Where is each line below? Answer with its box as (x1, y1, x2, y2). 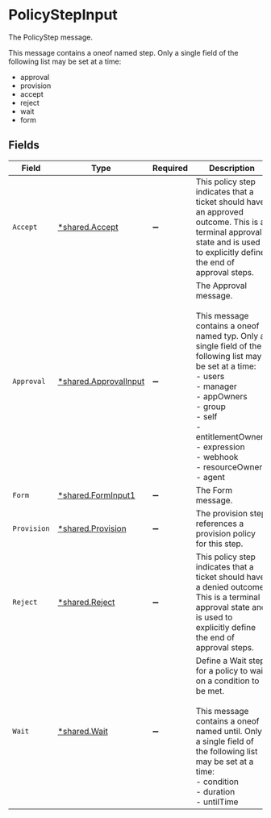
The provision (195, 507, 248, 519)
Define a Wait (195, 655, 247, 666)
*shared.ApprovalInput (57, 375, 145, 386)
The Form (195, 484, 232, 495)
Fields (8, 139, 40, 152)
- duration (195, 786, 236, 797)
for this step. (195, 538, 244, 549)
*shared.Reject (57, 596, 115, 607)
